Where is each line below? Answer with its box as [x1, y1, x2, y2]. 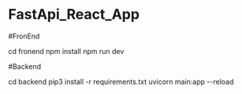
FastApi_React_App [8, 5, 140, 23]
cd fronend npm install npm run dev [8, 46, 125, 56]
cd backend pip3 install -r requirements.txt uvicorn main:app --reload [8, 77, 234, 86]
